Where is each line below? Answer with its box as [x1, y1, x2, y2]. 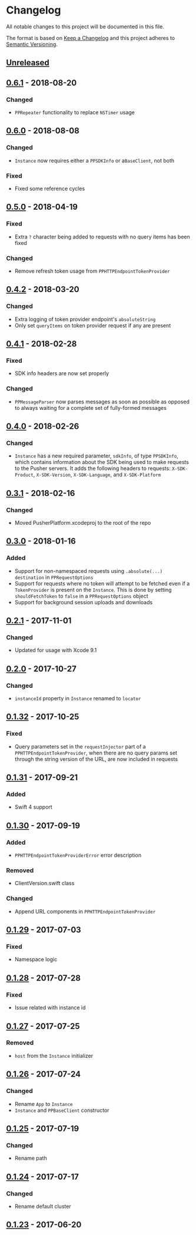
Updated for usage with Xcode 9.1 [14, 647, 97, 654]
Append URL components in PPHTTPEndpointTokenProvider [14, 908, 156, 915]
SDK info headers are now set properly [14, 370, 109, 377]
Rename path [14, 1155, 47, 1162]
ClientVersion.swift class [14, 880, 75, 887]
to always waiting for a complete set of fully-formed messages [14, 404, 167, 411]
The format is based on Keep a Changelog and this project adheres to [6, 34, 175, 41]
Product [14, 472, 34, 478]
